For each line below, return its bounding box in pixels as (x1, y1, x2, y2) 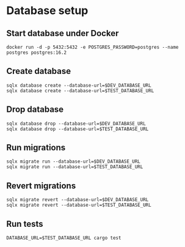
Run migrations (6, 142, 66, 153)
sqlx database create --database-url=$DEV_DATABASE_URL (6, 82, 151, 89)
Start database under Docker (6, 28, 119, 39)
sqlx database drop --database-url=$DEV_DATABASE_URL (6, 120, 147, 127)
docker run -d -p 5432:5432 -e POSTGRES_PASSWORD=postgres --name (6, 44, 179, 50)
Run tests (6, 218, 43, 229)
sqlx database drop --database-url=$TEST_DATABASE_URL (6, 126, 149, 132)
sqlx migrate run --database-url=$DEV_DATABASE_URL (6, 158, 140, 165)
